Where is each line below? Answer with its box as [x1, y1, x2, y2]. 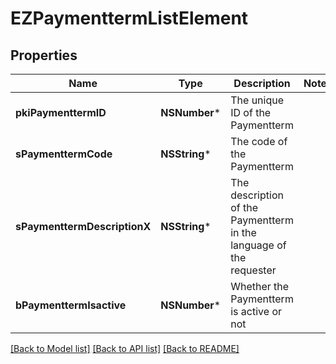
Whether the [230, 280, 290, 293]
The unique [230, 93, 285, 107]
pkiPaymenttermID [15, 106, 107, 119]
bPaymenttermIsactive [15, 298, 127, 312]
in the [230, 226, 257, 239]
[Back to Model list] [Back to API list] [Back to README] [10, 343, 240, 354]
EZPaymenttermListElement [10, 7, 249, 30]
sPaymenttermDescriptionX [15, 220, 152, 233]
